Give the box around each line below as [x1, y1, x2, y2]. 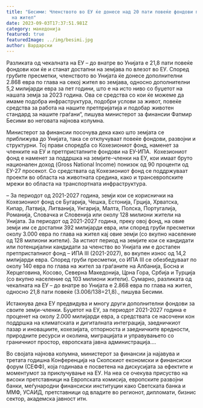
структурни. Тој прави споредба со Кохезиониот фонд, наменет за [6, 141, 179, 149]
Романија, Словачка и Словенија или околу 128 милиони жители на [6, 211, 181, 218]
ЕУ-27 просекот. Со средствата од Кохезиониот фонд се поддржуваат [6, 167, 188, 174]
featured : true [6, 31, 45, 37]
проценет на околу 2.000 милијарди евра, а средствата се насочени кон [6, 312, 195, 320]
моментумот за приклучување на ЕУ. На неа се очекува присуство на [6, 369, 188, 377]
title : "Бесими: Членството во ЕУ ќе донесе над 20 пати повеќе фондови [6, 8, 193, 15]
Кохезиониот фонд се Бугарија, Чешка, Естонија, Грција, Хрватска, [6, 198, 179, 206]
